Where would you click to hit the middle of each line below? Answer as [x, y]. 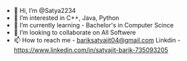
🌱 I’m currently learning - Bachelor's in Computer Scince [93, 25]
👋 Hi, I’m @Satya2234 [45, 11]
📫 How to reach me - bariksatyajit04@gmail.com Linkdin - [97, 40]
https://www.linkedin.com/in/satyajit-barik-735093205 [91, 50]
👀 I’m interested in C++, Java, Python [66, 18]
